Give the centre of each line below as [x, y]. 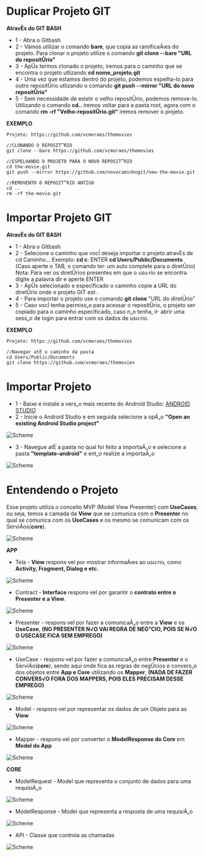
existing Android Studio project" [57, 423]
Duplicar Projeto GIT [59, 11]
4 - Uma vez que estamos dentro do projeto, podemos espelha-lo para [104, 79]
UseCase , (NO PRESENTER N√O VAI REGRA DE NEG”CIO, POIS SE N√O [106, 629]
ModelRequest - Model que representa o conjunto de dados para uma [103, 781]
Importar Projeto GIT [59, 218]
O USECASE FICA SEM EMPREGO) [59, 635]
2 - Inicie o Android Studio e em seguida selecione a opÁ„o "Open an [103, 417]
